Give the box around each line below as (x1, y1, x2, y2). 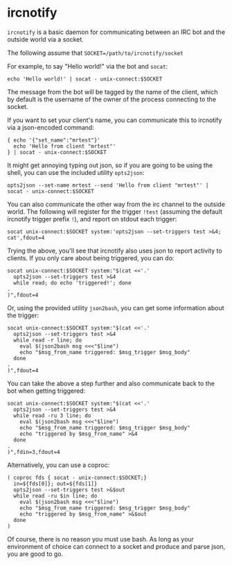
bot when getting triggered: (7, 387, 86, 395)
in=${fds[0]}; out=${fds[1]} (13, 480, 98, 487)
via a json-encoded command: (7, 123, 95, 131)
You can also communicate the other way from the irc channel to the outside (7, 200, 225, 208)
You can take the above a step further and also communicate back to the (7, 379, 215, 387)
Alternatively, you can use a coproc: (7, 460, 110, 469)
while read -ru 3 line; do (13, 412, 91, 419)
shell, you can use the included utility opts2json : (7, 168, 145, 176)
